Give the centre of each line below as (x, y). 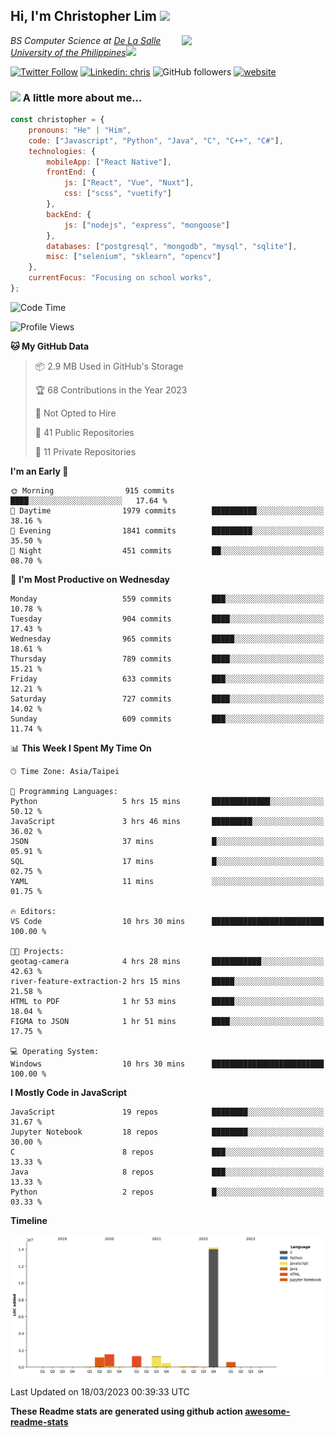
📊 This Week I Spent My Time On (81, 748)
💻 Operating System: (55, 1051)
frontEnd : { (71, 172)
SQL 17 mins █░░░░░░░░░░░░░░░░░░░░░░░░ (167, 861)
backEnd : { (69, 214)
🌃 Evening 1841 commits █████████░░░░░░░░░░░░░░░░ (167, 530)
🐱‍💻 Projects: (37, 951)
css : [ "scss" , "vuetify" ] (117, 194)
